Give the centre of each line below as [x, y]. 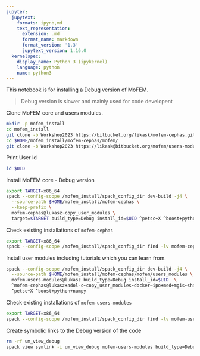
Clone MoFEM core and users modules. [54, 113]
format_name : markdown [50, 39]
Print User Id [22, 157]
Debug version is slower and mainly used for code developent [97, 102]
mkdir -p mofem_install [36, 124]
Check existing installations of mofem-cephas [60, 230]
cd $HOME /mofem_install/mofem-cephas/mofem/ [62, 140]
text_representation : [43, 28]
